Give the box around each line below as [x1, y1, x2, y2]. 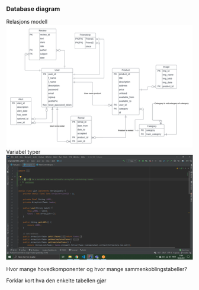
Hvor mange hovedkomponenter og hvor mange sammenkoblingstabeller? [6, 266, 188, 273]
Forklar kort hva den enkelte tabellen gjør [6, 277, 107, 284]
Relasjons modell [6, 18, 48, 25]
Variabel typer [6, 149, 41, 156]
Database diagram [6, 5, 60, 13]
